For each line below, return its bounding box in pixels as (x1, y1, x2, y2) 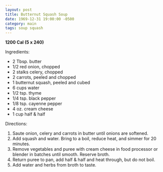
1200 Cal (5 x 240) (5, 39, 44, 45)
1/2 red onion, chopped (12, 64, 60, 70)
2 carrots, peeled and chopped (12, 74, 76, 80)
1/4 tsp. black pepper (12, 95, 56, 102)
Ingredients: (5, 49, 30, 55)
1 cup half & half (12, 111, 46, 117)
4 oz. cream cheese (12, 106, 54, 112)
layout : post (5, 7, 32, 12)
